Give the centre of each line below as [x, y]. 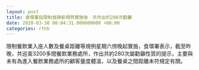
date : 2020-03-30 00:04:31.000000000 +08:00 [63, 23]
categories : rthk [28, 28]
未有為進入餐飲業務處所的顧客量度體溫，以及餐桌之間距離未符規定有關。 [96, 61]
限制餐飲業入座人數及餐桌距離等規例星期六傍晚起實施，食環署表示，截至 [96, 46]
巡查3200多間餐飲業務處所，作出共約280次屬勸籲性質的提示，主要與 [107, 54]
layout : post [23, 12]
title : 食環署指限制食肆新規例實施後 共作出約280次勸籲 [69, 17]
